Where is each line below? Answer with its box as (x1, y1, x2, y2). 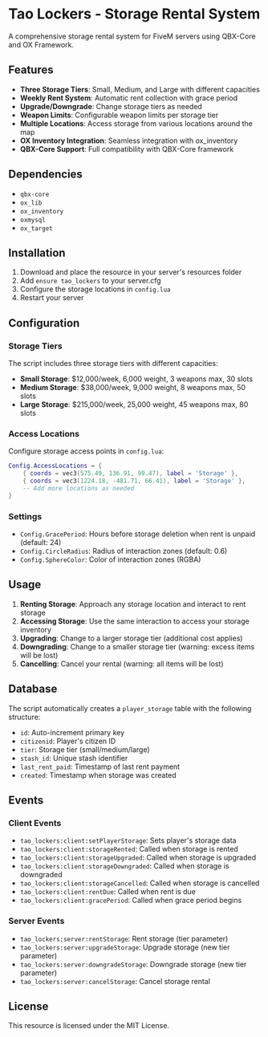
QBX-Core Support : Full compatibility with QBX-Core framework (19, 144, 234, 153)
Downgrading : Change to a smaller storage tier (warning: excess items (19, 641, 255, 651)
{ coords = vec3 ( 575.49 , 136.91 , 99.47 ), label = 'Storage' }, (22, 470, 239, 478)
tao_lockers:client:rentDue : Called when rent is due (19, 887, 197, 897)
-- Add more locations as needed (22, 484, 135, 492)
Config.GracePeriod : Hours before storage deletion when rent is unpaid (19, 529, 256, 539)
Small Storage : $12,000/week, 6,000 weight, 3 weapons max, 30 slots (19, 374, 254, 384)
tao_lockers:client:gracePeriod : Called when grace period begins (19, 896, 242, 905)
